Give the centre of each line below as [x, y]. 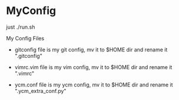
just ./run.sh [21, 27]
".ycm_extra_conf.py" [40, 91]
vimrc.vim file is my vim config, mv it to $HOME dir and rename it [93, 67]
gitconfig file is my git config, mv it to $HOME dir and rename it [91, 49]
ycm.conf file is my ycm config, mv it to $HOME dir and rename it [94, 85]
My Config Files [25, 38]
